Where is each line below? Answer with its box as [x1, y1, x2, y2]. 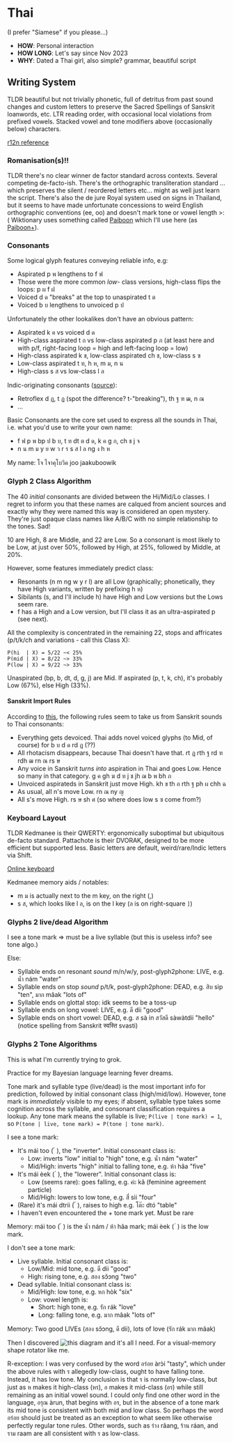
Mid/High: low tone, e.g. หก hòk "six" [27, 1288, 134, 1296]
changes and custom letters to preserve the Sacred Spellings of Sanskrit [7, 102, 216, 111]
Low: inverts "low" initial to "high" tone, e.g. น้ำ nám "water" [27, 1154, 198, 1162]
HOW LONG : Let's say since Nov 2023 [17, 49, 129, 57]
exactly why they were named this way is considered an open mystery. [7, 507, 210, 515]
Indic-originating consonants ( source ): [7, 381, 118, 390]
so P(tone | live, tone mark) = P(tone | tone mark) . [7, 1119, 165, 1127]
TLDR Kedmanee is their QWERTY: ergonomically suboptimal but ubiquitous [7, 829, 225, 837]
